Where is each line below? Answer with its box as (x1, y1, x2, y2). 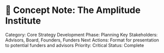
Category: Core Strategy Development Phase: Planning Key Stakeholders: (5, 31, 158, 37)
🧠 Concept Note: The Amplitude (5, 4, 141, 16)
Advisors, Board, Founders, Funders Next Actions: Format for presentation (5, 37, 159, 43)
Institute (5, 15, 41, 26)
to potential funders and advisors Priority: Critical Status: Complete (5, 42, 144, 48)
